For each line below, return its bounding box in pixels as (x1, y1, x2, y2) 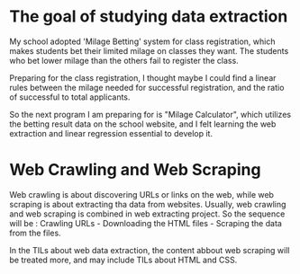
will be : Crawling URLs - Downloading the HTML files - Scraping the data (9, 217, 282, 228)
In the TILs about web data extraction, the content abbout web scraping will (9, 244, 290, 255)
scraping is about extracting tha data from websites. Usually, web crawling (9, 199, 286, 209)
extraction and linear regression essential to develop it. (9, 128, 214, 138)
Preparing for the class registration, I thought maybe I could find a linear (9, 72, 277, 83)
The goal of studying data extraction (9, 6, 288, 27)
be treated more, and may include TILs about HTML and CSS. (9, 254, 238, 265)
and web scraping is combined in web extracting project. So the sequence (9, 208, 286, 219)
